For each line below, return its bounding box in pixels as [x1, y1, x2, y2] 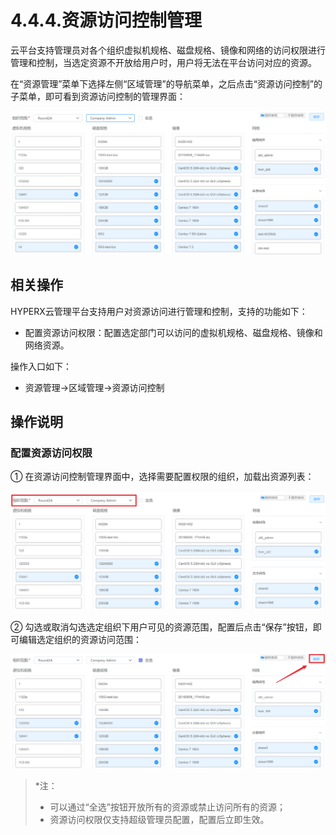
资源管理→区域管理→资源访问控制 [24, 381, 165, 393]
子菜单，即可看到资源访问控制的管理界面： [10, 90, 186, 102]
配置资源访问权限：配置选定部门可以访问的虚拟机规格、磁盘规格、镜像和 [24, 326, 323, 338]
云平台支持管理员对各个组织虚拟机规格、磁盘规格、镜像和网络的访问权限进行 [10, 44, 326, 56]
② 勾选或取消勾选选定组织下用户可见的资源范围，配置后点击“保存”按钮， [10, 621, 313, 633]
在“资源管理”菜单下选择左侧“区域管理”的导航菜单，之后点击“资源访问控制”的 [10, 77, 323, 90]
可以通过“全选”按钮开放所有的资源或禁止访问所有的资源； [49, 801, 286, 813]
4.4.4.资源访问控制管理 [10, 9, 203, 32]
